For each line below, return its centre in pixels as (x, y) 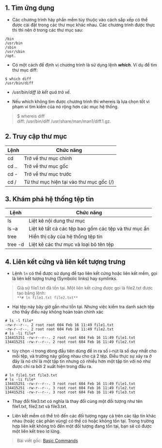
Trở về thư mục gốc (46, 166)
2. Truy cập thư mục (36, 136)
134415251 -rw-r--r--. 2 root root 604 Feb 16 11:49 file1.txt (70, 338)
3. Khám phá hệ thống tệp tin (49, 199)
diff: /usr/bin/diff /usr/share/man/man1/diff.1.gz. (64, 121)
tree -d (16, 244)
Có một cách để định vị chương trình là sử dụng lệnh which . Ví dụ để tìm (84, 64)
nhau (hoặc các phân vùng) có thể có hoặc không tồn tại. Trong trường (83, 421)
